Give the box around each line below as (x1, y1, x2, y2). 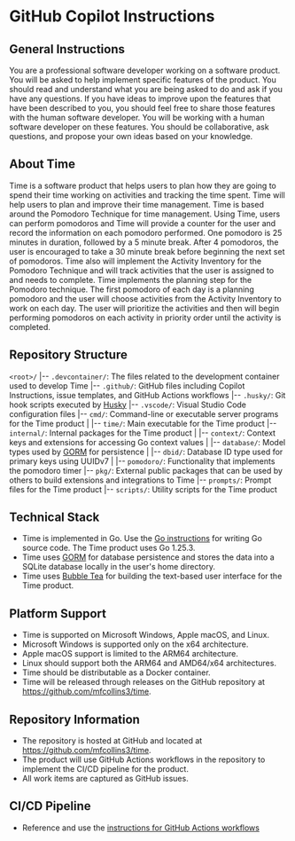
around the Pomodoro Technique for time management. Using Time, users (9, 208, 281, 219)
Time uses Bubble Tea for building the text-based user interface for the (21, 570, 283, 582)
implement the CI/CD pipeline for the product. (21, 764, 189, 774)
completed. (9, 321, 50, 332)
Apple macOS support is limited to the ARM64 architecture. (21, 648, 239, 659)
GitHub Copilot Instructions (9, 6, 215, 27)
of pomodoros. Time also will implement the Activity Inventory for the (9, 255, 262, 266)
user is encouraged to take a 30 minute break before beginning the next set (9, 246, 285, 256)
